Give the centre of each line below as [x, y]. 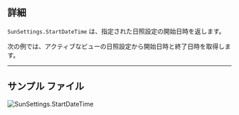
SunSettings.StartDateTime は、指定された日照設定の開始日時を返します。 [116, 31]
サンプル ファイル [46, 86]
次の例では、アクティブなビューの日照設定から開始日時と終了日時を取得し [116, 46]
